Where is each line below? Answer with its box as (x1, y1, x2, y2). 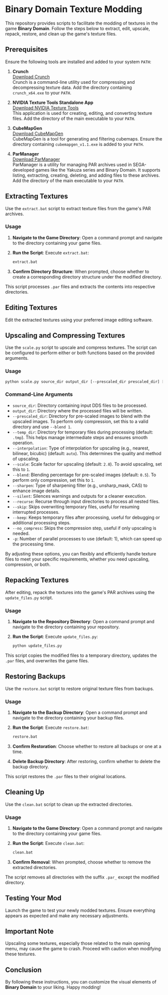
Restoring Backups (5, 672, 66, 681)
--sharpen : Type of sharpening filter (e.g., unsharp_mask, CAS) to (12, 482, 147, 488)
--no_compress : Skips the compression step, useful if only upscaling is (12, 525, 156, 531)
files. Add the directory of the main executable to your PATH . (12, 115, 135, 121)
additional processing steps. (12, 519, 71, 525)
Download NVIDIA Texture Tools (12, 104, 79, 111)
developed (12, 167, 35, 173)
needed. (12, 530, 30, 536)
